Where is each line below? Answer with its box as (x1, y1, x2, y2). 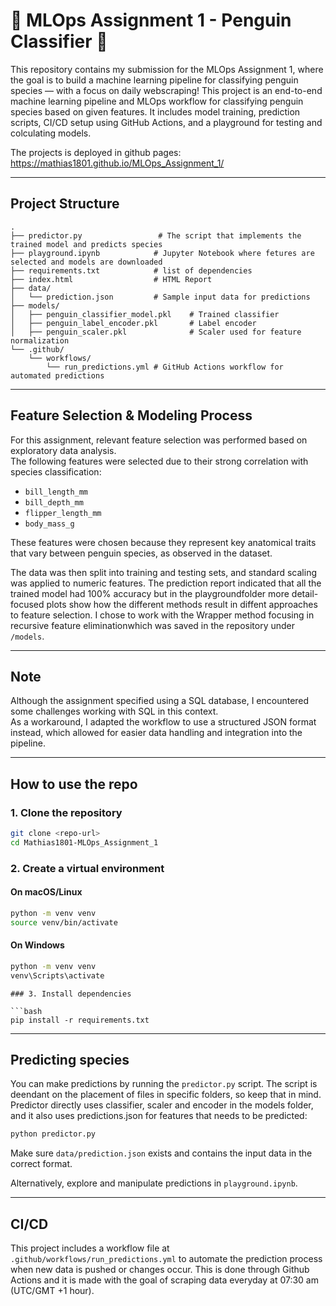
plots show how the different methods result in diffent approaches (46, 598, 318, 610)
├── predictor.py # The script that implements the (10, 230, 302, 241)
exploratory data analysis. (10, 444, 117, 456)
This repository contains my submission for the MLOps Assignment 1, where (10, 63, 324, 75)
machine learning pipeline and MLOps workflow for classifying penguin (10, 95, 304, 107)
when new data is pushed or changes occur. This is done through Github (10, 1264, 310, 1276)
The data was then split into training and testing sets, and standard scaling (10, 566, 318, 578)
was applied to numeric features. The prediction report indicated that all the (10, 577, 322, 589)
